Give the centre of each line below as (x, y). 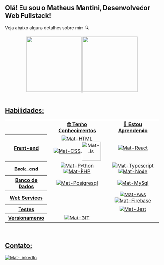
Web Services (26, 198)
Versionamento (26, 218)
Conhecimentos (77, 130)
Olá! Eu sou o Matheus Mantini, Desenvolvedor (78, 8)
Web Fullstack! (28, 16)
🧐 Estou (133, 124)
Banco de (26, 180)
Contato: (19, 246)
